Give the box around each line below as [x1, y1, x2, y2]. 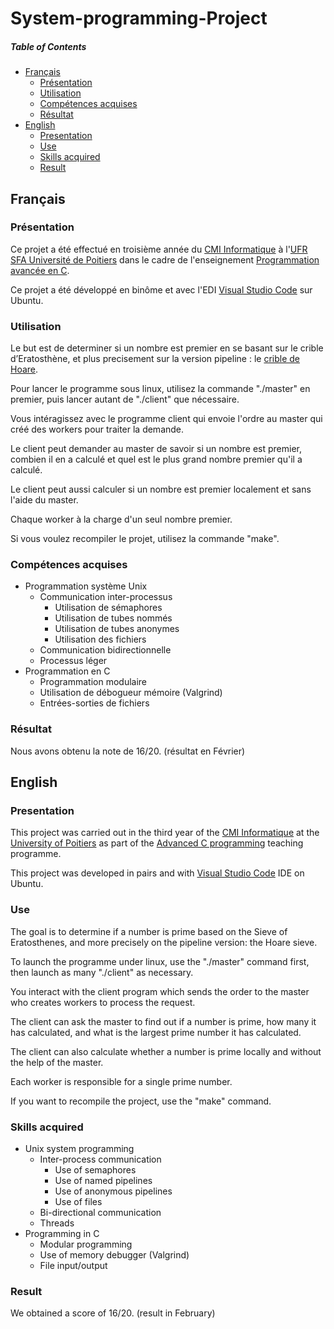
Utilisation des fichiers [54, 633, 147, 646]
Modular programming [39, 1238, 133, 1251]
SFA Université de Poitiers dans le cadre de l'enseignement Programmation [10, 253, 320, 266]
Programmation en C [24, 665, 111, 677]
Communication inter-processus [39, 591, 173, 603]
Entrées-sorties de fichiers [39, 697, 150, 709]
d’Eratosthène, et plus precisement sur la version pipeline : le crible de [10, 353, 300, 365]
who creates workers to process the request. [10, 996, 196, 1008]
